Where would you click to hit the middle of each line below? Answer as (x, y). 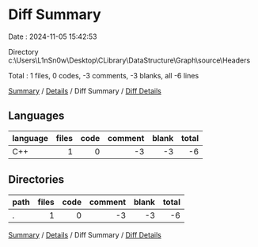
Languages (36, 116)
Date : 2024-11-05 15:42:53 (53, 36)
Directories (36, 180)
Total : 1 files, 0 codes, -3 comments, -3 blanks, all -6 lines (104, 75)
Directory (23, 51)
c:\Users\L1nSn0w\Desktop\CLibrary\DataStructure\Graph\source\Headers (129, 60)
